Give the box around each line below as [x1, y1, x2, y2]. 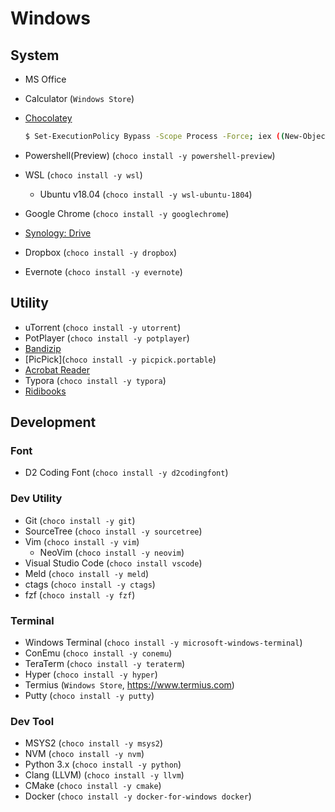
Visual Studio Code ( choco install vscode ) [24, 557, 203, 569]
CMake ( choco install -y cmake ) [24, 780, 162, 792]
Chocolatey [24, 112, 73, 124]
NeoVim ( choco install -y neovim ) [39, 546, 185, 558]
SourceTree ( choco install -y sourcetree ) [24, 525, 203, 537]
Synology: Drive [24, 227, 92, 239]
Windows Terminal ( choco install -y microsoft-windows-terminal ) [24, 636, 303, 648]
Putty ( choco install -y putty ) [24, 689, 155, 701]
